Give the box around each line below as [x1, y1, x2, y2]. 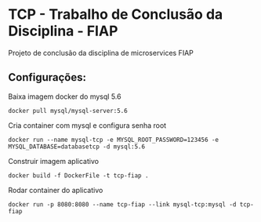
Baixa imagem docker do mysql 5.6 [8, 92, 121, 101]
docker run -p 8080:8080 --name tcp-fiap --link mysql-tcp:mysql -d [8, 200, 237, 209]
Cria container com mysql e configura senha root [8, 120, 167, 130]
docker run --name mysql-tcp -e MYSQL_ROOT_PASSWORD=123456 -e [8, 136, 219, 144]
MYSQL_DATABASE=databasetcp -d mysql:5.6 [8, 143, 146, 151]
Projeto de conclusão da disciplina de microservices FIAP [8, 48, 194, 57]
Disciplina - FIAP [8, 22, 118, 40]
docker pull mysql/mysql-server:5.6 [8, 107, 128, 115]
